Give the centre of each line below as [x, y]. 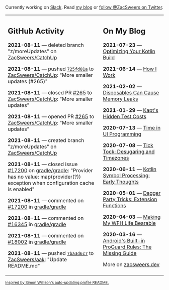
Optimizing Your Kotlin [129, 51]
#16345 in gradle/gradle [37, 224]
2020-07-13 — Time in [132, 127]
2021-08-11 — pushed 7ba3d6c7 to [51, 253]
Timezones [116, 158]
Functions [114, 205]
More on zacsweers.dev [131, 264]
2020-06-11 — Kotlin [130, 169]
